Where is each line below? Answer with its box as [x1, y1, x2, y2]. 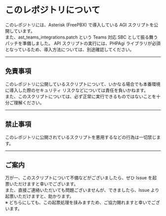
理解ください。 [13, 99, 44, 105]
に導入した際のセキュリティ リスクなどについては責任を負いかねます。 [5, 87, 148, 93]
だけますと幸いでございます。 [18, 181, 79, 187]
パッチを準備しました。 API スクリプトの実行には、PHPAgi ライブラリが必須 [5, 40, 161, 46]
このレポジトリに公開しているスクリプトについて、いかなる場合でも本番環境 [5, 81, 161, 87]
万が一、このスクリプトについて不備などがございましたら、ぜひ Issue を [5, 175, 153, 181]
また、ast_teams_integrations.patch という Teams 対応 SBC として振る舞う [5, 34, 158, 40]
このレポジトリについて [5, 4, 100, 16]
